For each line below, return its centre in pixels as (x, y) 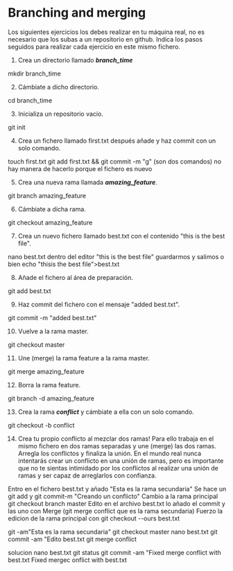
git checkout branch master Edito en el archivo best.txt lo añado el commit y (117, 503)
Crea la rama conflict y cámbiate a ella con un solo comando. (106, 412)
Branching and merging (77, 13)
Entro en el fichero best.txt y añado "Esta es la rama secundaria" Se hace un (117, 489)
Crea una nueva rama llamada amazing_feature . (88, 182)
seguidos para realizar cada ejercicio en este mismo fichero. (94, 46)
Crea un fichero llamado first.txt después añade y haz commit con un (117, 141)
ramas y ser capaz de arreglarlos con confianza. (87, 475)
